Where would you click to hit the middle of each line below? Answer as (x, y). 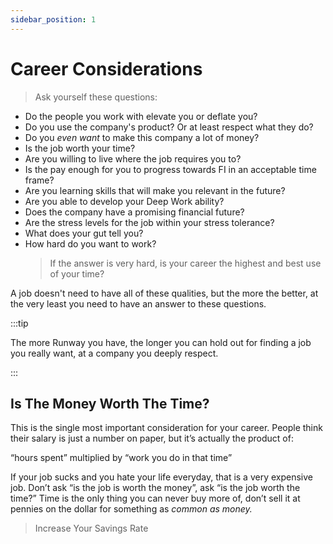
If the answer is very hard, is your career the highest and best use (185, 263)
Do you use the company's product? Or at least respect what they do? (169, 127)
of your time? (77, 273)
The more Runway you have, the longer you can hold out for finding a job (161, 342)
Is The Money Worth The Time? (110, 403)
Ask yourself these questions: (96, 97)
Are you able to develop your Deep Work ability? (124, 201)
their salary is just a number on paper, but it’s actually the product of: (152, 438)
